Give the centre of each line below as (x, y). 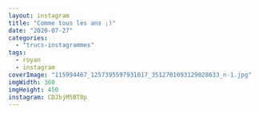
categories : (28, 38)
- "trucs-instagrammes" (55, 45)
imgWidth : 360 (32, 82)
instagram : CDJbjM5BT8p (48, 97)
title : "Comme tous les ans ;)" (62, 23)
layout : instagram (39, 16)
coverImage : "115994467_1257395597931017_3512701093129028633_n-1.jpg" (130, 75)
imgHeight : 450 (34, 90)
